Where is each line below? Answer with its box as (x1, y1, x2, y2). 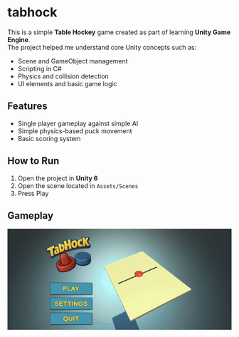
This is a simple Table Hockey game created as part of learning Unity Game (7, 28, 231, 36)
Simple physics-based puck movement (17, 126, 133, 135)
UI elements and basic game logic (17, 79, 117, 88)
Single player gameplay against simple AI (17, 119, 139, 128)
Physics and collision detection (17, 72, 109, 81)
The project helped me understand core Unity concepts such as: (7, 43, 197, 51)
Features (7, 100, 48, 113)
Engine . (7, 35, 31, 43)
